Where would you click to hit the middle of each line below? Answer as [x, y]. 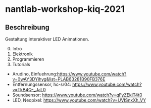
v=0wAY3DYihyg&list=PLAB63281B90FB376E [59, 79]
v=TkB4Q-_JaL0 [29, 90]
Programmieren [28, 59]
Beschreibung [27, 27]
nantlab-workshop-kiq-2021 [65, 9]
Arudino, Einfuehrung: [35, 74]
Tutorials [21, 64]
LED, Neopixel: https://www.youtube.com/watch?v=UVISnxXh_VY [79, 100]
